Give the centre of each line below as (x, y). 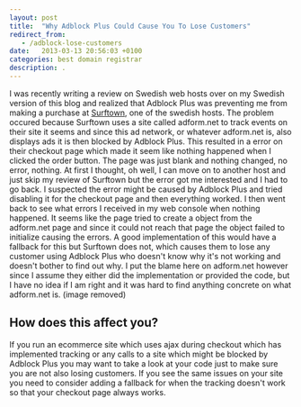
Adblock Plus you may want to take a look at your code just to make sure (144, 363)
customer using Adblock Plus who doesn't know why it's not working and (145, 256)
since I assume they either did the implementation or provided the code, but (150, 275)
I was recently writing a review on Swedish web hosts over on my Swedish (147, 93)
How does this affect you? (84, 323)
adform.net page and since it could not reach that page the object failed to (147, 227)
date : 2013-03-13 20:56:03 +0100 (76, 51)
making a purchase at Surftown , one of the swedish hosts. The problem (142, 113)
